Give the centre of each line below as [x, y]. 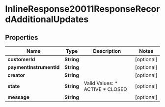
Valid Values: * [101, 83]
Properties [22, 37]
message [18, 97]
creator [16, 75]
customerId [21, 59]
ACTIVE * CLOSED [105, 89]
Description [107, 51]
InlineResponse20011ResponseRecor [82, 9]
